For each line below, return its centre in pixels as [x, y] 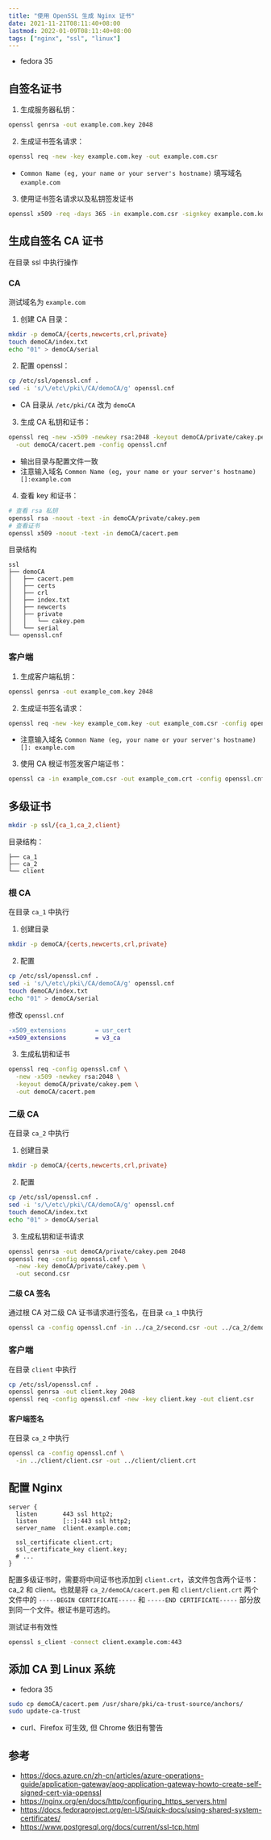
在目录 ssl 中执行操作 [44, 262]
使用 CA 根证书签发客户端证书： [73, 764]
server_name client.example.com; [73, 1528]
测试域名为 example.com [47, 302]
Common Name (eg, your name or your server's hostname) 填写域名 [131, 173]
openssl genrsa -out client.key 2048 [72, 1392]
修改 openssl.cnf [36, 1015]
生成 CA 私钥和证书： [55, 422]
